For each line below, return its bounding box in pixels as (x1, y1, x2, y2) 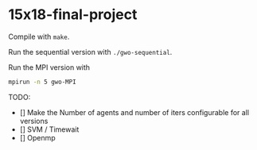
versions (19, 116, 49, 125)
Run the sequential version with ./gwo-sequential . (8, 47, 173, 56)
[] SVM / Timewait (19, 125, 80, 134)
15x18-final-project (8, 6, 138, 24)
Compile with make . (8, 32, 70, 41)
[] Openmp (19, 133, 56, 142)
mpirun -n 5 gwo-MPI (8, 78, 77, 86)
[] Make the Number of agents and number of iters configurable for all (19, 107, 249, 117)
